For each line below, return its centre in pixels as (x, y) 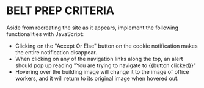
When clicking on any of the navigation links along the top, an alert (99, 59)
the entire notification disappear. (56, 52)
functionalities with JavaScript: (45, 34)
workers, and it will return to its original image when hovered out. (97, 78)
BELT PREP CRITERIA (60, 11)
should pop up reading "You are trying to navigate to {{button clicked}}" (106, 65)
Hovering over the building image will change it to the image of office (102, 71)
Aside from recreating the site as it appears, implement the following (93, 28)
